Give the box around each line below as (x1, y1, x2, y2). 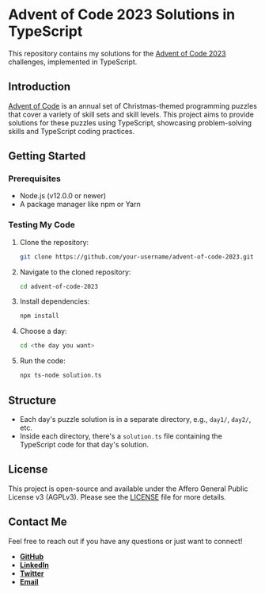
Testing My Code (8, 220, 75, 231)
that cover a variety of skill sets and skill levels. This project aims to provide (8, 109, 255, 119)
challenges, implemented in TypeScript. (8, 57, 138, 67)
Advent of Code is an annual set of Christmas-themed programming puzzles (8, 101, 257, 110)
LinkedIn (19, 560, 49, 569)
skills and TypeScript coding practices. (8, 126, 135, 136)
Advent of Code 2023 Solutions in (8, 6, 236, 24)
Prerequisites (8, 173, 61, 184)
